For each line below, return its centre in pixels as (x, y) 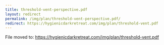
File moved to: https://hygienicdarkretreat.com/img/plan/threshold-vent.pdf (82, 37)
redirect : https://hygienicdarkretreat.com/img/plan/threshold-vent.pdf (82, 23)
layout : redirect (23, 14)
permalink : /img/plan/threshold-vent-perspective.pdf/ (63, 19)
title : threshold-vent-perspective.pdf (46, 10)
